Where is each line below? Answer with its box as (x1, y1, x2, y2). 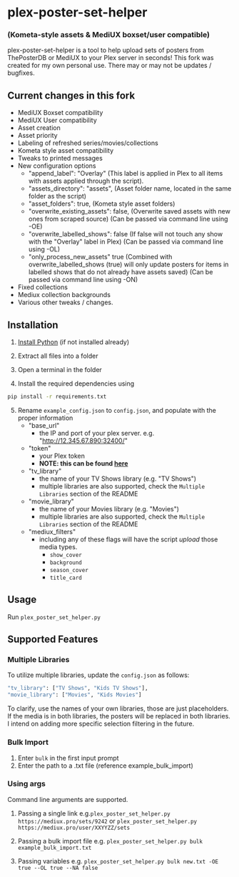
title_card (49, 574, 82, 581)
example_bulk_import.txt (17, 844, 92, 851)
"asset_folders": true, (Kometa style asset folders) (28, 199, 176, 208)
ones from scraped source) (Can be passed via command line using (28, 215, 228, 224)
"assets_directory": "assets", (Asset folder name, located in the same (28, 184, 232, 193)
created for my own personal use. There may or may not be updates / (7, 61, 212, 70)
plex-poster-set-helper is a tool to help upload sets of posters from (7, 46, 205, 54)
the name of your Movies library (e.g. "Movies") (39, 504, 180, 513)
